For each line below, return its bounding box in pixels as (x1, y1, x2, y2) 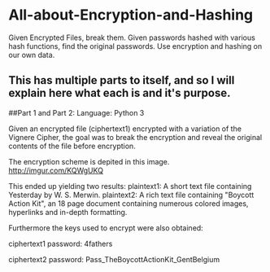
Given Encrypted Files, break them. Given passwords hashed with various (8, 33, 256, 42)
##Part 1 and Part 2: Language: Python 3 (8, 107, 145, 117)
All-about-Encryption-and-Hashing (8, 6, 254, 24)
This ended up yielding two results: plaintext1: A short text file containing (8, 181, 252, 191)
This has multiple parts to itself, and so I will (8, 73, 235, 87)
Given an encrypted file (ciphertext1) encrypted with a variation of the (8, 124, 242, 134)
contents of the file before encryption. (8, 141, 136, 151)
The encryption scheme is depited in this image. (8, 156, 170, 166)
